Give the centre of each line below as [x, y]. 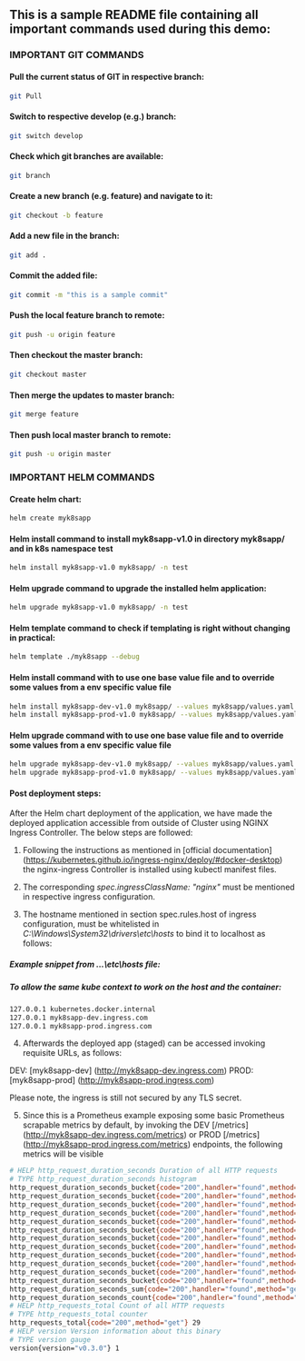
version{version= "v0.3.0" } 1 [64, 1348]
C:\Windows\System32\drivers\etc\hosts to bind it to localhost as [144, 934]
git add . [28, 255]
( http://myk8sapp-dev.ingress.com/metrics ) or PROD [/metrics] [141, 1135]
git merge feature [44, 414]
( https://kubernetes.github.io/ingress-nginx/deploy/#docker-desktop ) [152, 860]
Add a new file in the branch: [64, 236]
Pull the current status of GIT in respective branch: [107, 76]
